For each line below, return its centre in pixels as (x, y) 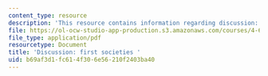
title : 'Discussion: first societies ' (75, 52)
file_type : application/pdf (55, 38)
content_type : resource (48, 15)
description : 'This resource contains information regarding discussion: (134, 23)
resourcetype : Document (48, 45)
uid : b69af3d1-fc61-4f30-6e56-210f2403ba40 (82, 60)
